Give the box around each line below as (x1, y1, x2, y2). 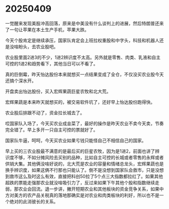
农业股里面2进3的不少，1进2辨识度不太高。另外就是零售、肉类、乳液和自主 (5, 54, 161, 60)
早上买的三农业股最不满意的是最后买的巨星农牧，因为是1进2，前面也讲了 (5, 148, 155, 154)
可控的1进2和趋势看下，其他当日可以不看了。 (5, 60, 98, 66)
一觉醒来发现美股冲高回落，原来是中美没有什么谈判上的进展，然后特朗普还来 (5, 20, 164, 26)
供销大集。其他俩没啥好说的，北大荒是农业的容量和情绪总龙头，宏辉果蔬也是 (5, 161, 164, 167)
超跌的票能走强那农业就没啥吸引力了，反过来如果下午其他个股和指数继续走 (5, 179, 159, 185)
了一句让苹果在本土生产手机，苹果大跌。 (5, 26, 89, 33)
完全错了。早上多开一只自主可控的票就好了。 (5, 126, 98, 132)
